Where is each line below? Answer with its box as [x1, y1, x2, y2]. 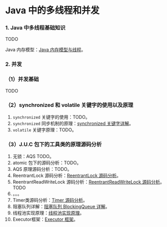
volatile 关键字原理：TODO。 [12, 127, 77, 133]
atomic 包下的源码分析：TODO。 [12, 160, 81, 166]
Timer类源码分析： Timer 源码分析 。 [12, 197, 88, 203]
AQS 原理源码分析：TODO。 [12, 166, 72, 172]
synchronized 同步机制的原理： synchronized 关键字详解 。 [12, 121, 134, 126]
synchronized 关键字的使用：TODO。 [12, 114, 90, 120]
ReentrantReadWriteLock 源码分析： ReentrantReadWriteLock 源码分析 [12, 179, 160, 185]
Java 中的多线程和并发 [5, 5, 100, 16]
